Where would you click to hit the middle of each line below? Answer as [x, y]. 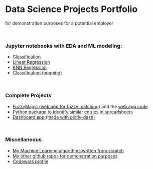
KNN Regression [29, 67]
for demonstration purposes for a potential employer [59, 23]
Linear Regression [31, 62]
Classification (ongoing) [37, 73]
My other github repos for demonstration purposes [65, 156]
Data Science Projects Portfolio [71, 9]
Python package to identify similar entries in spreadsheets [72, 112]
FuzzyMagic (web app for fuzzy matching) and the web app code [80, 106]
